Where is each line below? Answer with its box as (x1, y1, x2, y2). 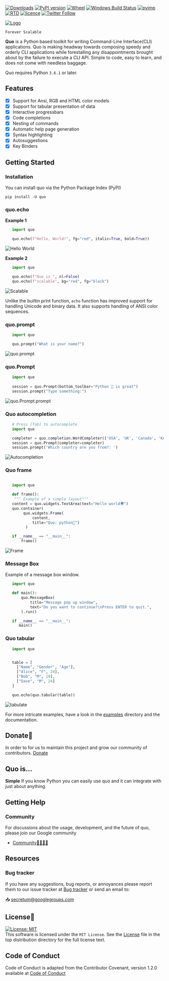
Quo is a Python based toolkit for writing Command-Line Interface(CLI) (5, 38, 152, 44)
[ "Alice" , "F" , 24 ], (16, 669, 59, 675)
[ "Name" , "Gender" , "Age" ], (16, 664, 75, 670)
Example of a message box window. (5, 572, 79, 578)
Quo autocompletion (5, 410, 57, 417)
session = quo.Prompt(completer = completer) (12, 440, 105, 446)
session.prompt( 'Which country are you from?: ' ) (12, 445, 118, 450)
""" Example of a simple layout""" (14, 497, 89, 502)
